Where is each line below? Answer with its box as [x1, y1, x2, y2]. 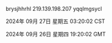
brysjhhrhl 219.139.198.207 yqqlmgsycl [5, 5, 102, 12]
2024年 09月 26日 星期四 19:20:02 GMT [5, 30, 106, 38]
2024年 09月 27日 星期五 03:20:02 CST [5, 18, 105, 25]
